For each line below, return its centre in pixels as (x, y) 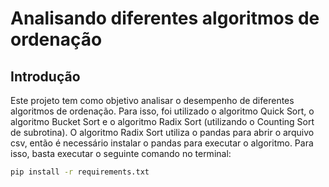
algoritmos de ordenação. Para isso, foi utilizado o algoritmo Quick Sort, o (162, 111)
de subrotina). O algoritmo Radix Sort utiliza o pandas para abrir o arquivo (162, 132)
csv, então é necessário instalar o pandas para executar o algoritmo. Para (162, 143)
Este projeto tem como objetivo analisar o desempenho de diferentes (152, 100)
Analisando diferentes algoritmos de (165, 18)
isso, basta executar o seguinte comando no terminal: (121, 153)
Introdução (45, 76)
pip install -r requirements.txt (80, 172)
